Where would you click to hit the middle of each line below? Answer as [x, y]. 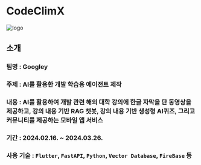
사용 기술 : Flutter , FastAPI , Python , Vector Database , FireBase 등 [99, 155]
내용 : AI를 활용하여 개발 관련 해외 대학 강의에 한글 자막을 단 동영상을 [99, 102]
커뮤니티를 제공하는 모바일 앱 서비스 [55, 120]
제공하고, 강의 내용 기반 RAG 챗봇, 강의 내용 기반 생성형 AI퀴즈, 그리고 [101, 111]
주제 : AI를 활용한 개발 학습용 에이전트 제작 [64, 84]
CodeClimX [36, 11]
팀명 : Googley [27, 67]
